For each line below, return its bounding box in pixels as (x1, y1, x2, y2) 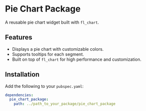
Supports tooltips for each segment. (12, 51, 84, 57)
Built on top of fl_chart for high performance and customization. (12, 56, 142, 62)
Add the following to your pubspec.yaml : (5, 83, 84, 89)
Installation (5, 70, 40, 79)
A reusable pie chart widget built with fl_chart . (5, 19, 99, 25)
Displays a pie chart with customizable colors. (12, 46, 104, 52)
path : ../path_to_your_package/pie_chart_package (14, 101, 116, 107)
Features (5, 33, 32, 42)
